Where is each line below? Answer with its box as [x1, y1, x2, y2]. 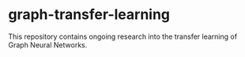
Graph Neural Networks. [8, 40, 88, 49]
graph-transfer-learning [8, 6, 171, 24]
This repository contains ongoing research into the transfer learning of [8, 32, 238, 41]
